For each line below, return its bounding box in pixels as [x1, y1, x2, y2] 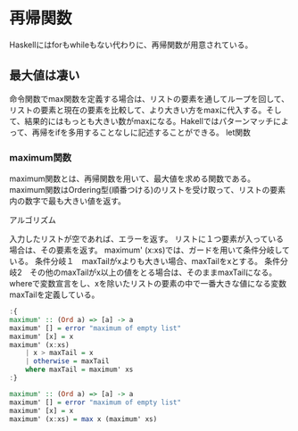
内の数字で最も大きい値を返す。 [9, 195, 127, 206]
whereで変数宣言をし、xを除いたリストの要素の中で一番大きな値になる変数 [9, 278, 287, 289]
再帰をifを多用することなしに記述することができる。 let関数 [31, 127, 252, 137]
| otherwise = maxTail [25, 357, 110, 366]
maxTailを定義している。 [9, 289, 100, 300]
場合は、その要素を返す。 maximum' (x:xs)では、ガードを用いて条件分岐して [9, 245, 290, 255]
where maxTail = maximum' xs [25, 365, 134, 375]
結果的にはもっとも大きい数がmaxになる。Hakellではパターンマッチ [24, 115, 274, 126]
